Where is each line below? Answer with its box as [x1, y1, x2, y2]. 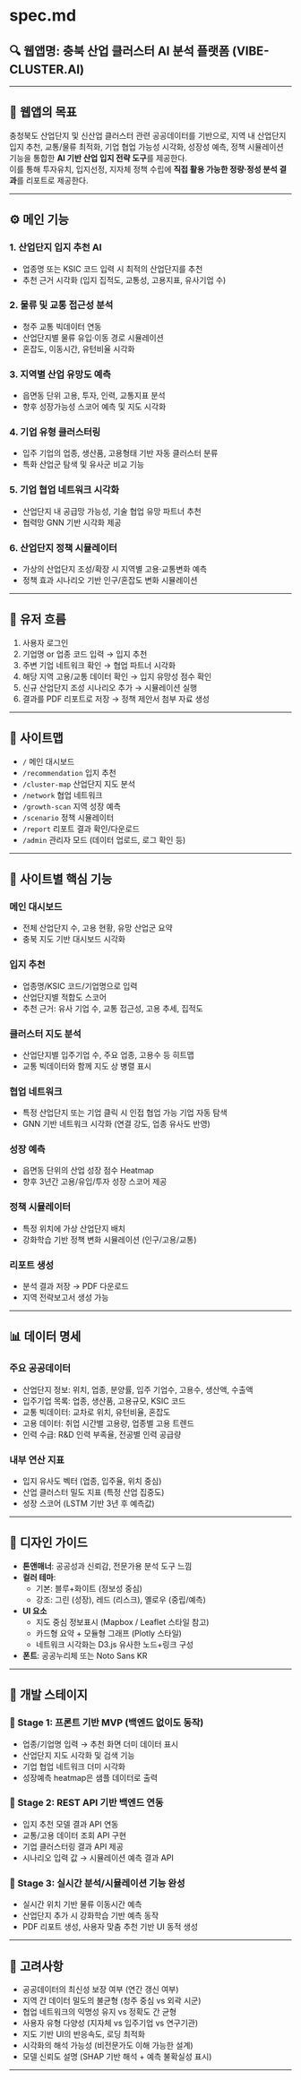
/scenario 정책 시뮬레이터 [21, 812, 115, 822]
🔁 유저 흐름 [9, 612, 67, 627]
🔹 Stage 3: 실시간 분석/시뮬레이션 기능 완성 [9, 1877, 185, 1889]
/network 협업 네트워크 [21, 789, 103, 800]
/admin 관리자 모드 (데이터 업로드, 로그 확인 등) [21, 834, 186, 845]
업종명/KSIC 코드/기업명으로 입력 [21, 980, 138, 991]
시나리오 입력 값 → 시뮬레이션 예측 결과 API [21, 1852, 175, 1863]
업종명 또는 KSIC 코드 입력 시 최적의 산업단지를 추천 [21, 263, 203, 274]
